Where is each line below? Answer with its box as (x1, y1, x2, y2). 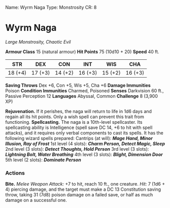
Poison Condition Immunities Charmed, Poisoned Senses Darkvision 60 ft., (5, 87, 164, 93)
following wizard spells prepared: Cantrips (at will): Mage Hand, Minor (5, 135, 153, 141)
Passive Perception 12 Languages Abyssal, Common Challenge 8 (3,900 (5, 93, 158, 99)
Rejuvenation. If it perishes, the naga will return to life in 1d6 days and (5, 108, 152, 114)
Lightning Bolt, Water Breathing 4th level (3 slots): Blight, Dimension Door (5, 151, 163, 157)
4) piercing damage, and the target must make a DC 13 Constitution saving (5, 186, 161, 192)
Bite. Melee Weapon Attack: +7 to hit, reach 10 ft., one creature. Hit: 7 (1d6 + (5, 181, 165, 187)
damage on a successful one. (5, 197, 67, 203)
